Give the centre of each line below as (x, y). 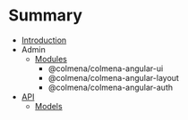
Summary (45, 16)
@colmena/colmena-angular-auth (111, 87)
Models (49, 106)
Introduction (44, 40)
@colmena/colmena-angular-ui (106, 68)
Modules (51, 59)
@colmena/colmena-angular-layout (114, 77)
